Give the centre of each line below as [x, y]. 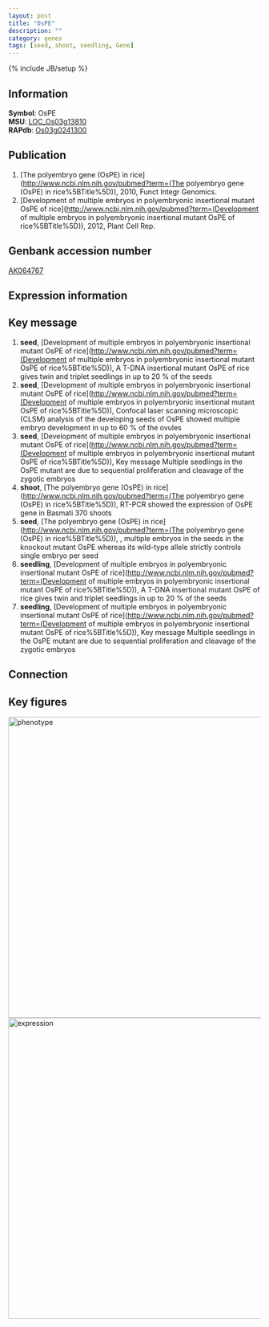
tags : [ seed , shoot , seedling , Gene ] [71, 46]
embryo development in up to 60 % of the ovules [100, 427]
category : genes [35, 38]
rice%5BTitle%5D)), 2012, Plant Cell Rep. [88, 226]
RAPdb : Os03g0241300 [48, 130]
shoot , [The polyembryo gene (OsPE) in [86, 487]
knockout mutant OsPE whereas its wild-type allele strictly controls [130, 547]
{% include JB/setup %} [48, 68]
